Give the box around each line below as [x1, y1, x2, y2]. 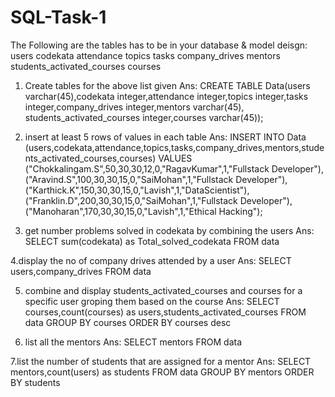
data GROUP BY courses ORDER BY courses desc [24, 316, 232, 328]
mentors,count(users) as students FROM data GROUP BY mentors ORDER [10, 366, 315, 378]
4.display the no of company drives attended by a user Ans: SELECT [10, 254, 292, 266]
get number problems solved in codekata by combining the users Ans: [24, 224, 315, 236]
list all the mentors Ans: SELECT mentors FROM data [24, 336, 243, 348]
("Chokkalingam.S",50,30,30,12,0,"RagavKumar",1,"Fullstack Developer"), [24, 162, 324, 175]
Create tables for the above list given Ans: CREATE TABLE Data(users [24, 79, 311, 91]
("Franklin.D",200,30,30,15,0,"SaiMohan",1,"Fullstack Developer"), [24, 194, 293, 206]
